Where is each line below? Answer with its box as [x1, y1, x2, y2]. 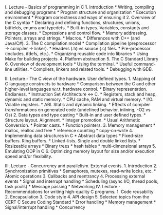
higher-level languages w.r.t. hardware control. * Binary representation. [5, 86, 147, 92]
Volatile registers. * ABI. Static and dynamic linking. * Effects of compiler [5, 102, 150, 107]
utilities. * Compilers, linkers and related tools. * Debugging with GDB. [13, 66, 153, 72]
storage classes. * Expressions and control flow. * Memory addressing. [5, 30, 147, 36]
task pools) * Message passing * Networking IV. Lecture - [5, 184, 121, 189]
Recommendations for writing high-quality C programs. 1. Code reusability [5, 189, 154, 195]
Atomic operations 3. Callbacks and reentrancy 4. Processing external [5, 173, 145, 179]
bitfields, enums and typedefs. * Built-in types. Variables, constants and [5, 25, 149, 31]
